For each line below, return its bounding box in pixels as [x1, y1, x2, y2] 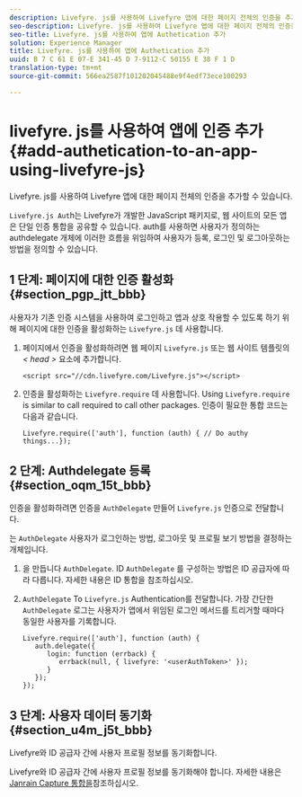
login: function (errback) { [46, 650, 156, 659]
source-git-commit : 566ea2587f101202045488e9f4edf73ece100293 [9, 72, 247, 81]
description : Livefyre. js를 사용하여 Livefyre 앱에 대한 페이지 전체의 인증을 [9, 13, 281, 22]
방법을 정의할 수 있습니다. [9, 244, 99, 254]
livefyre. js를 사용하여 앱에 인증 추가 [9, 120, 263, 141]
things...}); [22, 437, 72, 446]
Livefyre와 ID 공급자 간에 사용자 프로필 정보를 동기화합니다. [9, 748, 218, 758]
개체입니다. [9, 545, 49, 555]
